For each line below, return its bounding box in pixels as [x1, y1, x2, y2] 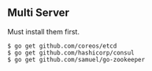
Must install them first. [7, 27, 80, 36]
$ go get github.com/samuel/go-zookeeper [7, 55, 146, 63]
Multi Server [7, 6, 70, 20]
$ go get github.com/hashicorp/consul [7, 48, 135, 57]
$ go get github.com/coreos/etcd [7, 42, 117, 50]
